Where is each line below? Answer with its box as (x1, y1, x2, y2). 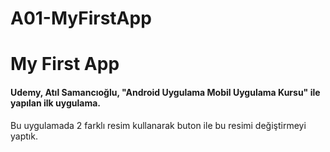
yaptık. (10, 130, 38, 142)
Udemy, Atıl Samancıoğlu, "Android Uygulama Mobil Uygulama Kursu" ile (10, 86, 321, 98)
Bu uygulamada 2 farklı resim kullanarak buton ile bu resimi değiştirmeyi (10, 119, 307, 131)
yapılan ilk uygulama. (10, 97, 101, 109)
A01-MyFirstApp (10, 7, 152, 30)
